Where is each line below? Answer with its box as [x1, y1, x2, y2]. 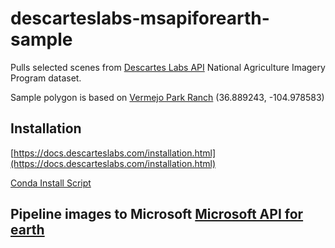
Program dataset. [10, 72, 82, 84]
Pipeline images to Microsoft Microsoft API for [10, 206, 304, 223]
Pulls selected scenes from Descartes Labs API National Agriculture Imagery [10, 61, 326, 73]
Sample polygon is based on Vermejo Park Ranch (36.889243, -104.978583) [10, 91, 325, 103]
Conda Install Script [10, 177, 92, 189]
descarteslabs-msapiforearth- [10, 7, 270, 30]
